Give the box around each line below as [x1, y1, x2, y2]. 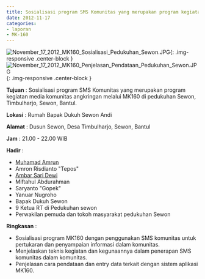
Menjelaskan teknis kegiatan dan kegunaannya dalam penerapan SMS [15, 247, 192, 255]
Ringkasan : [6, 223, 37, 230]
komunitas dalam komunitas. [15, 254, 87, 261]
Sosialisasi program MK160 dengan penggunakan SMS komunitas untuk [15, 234, 196, 242]
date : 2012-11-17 [6, 15, 51, 21]
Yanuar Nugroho [15, 191, 57, 199]
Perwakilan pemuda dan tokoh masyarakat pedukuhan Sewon [15, 210, 171, 218]
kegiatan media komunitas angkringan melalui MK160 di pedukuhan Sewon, [6, 93, 196, 100]
